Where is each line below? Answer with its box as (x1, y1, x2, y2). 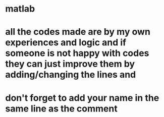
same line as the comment (5, 103, 118, 114)
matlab (5, 3, 35, 15)
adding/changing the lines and (5, 69, 136, 81)
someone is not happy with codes (5, 47, 149, 59)
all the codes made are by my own (5, 26, 150, 38)
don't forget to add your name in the (5, 92, 159, 103)
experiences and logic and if (5, 37, 127, 48)
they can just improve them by (5, 58, 135, 70)
